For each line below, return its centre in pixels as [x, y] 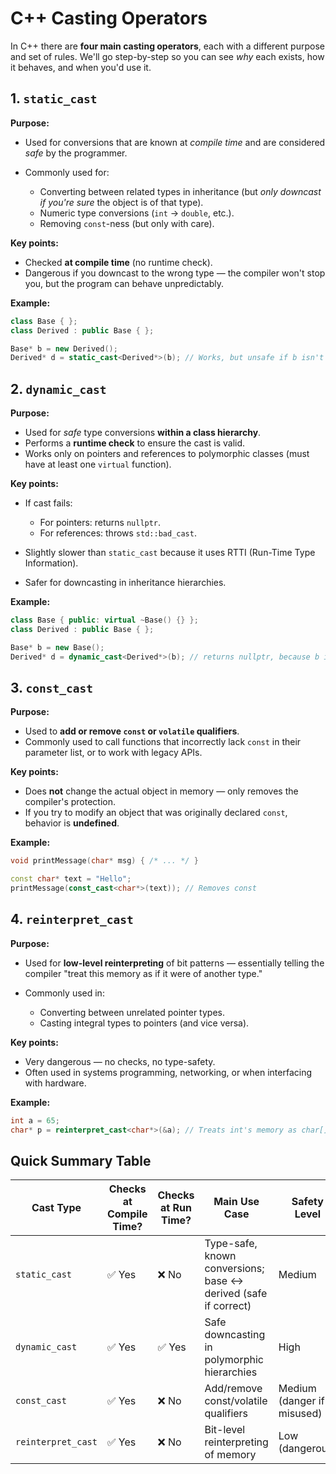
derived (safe [236, 1294]
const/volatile [236, 1401]
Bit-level [225, 1430]
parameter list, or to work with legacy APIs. [113, 753]
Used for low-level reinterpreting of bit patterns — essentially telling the [174, 963]
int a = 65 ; [35, 1120]
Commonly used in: [64, 993]
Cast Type [56, 1208]
